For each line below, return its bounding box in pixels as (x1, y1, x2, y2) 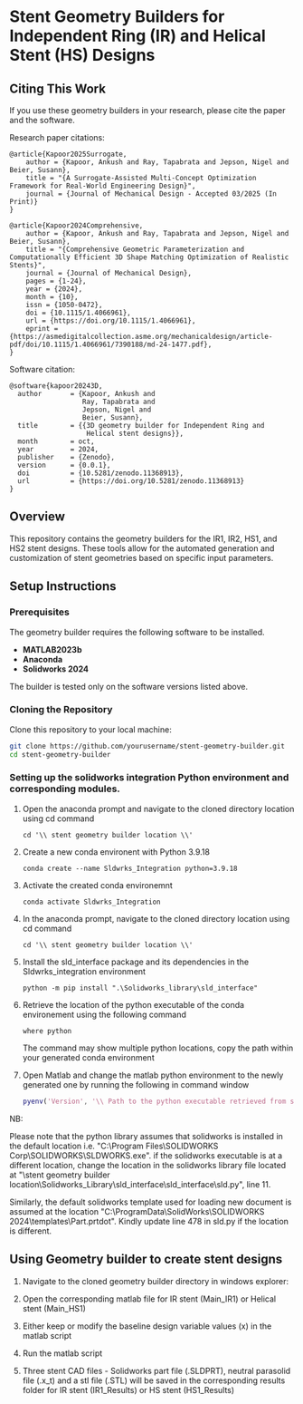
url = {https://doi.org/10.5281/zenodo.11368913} (17, 477, 245, 486)
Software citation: (9, 364, 75, 374)
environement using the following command (22, 1009, 187, 1020)
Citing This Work (9, 81, 107, 96)
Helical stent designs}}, (86, 429, 184, 438)
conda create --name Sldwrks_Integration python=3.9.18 (22, 864, 238, 873)
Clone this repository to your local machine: (9, 723, 172, 735)
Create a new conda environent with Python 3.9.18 (22, 846, 211, 857)
